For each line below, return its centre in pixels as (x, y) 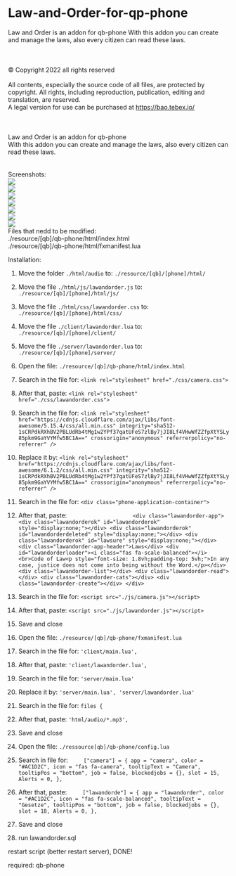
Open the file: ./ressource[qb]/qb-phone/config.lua (94, 746)
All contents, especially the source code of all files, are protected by (106, 84)
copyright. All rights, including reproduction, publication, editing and (106, 92)
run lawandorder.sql (47, 837)
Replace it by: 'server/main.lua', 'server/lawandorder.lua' (106, 692)
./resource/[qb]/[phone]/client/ (67, 333)
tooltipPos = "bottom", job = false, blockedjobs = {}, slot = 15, (119, 773)
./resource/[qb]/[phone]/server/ (67, 353)
